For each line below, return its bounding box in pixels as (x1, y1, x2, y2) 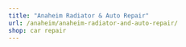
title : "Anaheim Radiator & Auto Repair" (8, 11, 150, 20)
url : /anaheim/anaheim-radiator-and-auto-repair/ (8, 19, 179, 27)
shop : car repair (8, 26, 67, 34)
